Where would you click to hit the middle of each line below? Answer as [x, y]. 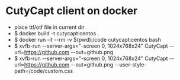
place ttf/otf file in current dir [49, 27]
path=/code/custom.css [44, 71]
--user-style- [131, 64]
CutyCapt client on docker [72, 11]
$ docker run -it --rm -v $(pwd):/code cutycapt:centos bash [87, 39]
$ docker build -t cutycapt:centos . [57, 33]
